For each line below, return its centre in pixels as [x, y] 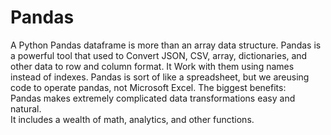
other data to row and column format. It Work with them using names [152, 66]
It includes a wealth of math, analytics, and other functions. [132, 119]
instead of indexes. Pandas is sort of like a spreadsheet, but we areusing [160, 77]
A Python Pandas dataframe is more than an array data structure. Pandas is [166, 45]
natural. [26, 108]
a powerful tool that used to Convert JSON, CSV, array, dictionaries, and [159, 55]
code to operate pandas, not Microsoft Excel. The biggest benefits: [148, 87]
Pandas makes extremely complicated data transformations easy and [153, 98]
